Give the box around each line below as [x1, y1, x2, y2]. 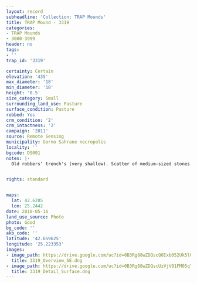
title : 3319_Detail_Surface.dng [11, 268, 91, 274]
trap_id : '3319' [6, 57, 46, 63]
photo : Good [6, 219, 35, 226]
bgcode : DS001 [6, 150, 41, 156]
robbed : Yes [6, 112, 35, 118]
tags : [6, 47, 19, 53]
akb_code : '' [6, 230, 38, 236]
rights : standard [6, 176, 49, 182]
